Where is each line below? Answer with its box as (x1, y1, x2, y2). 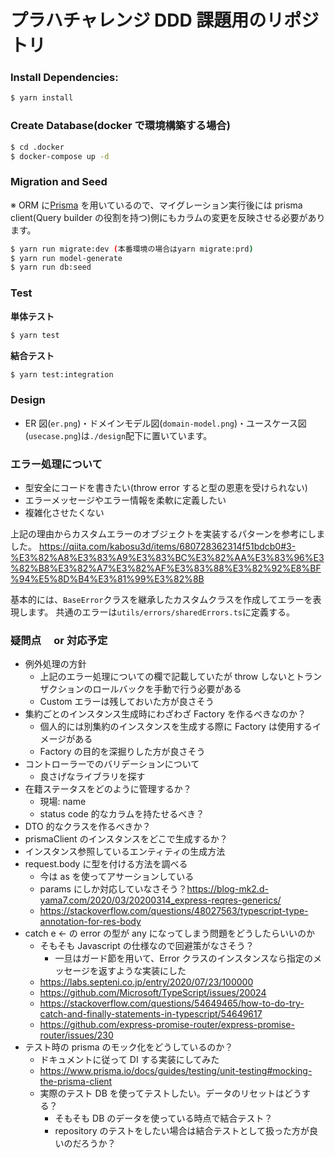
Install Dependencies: (10, 71, 119, 85)
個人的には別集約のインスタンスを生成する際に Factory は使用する (39, 721, 313, 733)
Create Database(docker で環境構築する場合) (10, 119, 231, 133)
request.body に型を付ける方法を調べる (24, 858, 188, 870)
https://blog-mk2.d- (186, 883, 269, 895)
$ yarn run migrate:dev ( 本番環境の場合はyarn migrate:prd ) (10, 244, 254, 254)
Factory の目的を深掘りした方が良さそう (39, 746, 206, 758)
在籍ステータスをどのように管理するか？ (24, 783, 192, 795)
